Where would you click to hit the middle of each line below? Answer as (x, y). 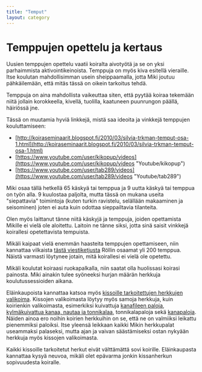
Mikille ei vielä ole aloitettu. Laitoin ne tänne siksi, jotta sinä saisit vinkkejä (97, 226)
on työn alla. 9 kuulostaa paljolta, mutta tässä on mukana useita (85, 195)
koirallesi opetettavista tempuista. (48, 232)
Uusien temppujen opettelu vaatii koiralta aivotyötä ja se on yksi (85, 64)
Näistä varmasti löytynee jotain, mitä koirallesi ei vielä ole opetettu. (89, 256)
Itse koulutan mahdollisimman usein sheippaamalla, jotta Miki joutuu (90, 77)
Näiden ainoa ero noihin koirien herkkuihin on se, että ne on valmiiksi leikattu (101, 319)
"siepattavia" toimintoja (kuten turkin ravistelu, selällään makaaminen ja (95, 201)
